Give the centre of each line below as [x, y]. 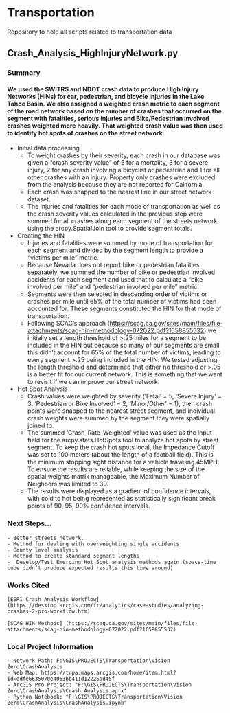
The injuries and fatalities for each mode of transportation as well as [124, 207]
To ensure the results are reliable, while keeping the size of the [116, 469]
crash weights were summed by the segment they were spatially [118, 418]
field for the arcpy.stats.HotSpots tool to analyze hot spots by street [123, 440]
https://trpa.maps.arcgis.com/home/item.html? [108, 673]
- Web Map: [23, 673]
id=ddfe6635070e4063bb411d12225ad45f [61, 679]
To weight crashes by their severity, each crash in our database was [124, 155]
